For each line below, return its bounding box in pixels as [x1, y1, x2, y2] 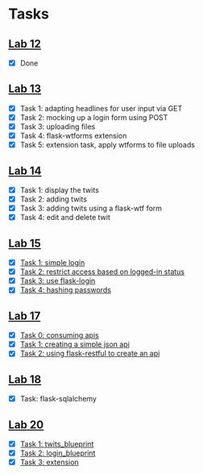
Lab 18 [8, 372, 42, 386]
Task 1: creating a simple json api [19, 339, 130, 349]
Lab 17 [8, 309, 41, 322]
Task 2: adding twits [19, 194, 87, 204]
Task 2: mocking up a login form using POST [19, 112, 168, 122]
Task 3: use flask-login [19, 276, 96, 286]
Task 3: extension [19, 457, 79, 468]
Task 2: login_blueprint [19, 448, 96, 458]
